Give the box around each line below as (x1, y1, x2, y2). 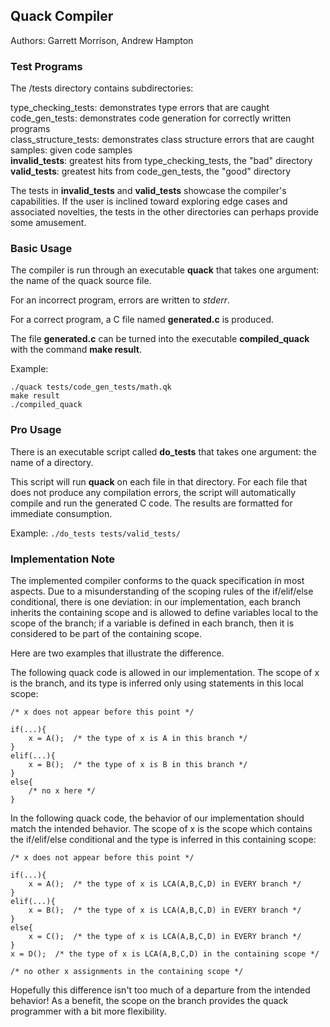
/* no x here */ (28, 786, 97, 796)
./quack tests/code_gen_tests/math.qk (10, 382, 172, 393)
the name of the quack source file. (10, 275, 152, 287)
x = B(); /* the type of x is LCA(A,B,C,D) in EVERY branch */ (28, 905, 302, 915)
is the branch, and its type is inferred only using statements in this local (10, 677, 304, 689)
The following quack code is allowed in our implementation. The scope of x (10, 667, 320, 678)
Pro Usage (10, 423, 62, 437)
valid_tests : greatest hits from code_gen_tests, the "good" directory (10, 165, 292, 178)
